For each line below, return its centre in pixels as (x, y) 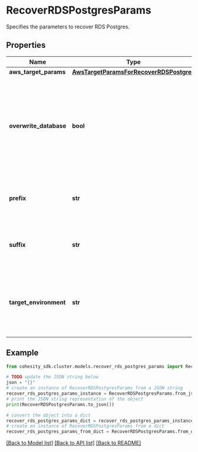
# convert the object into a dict (49, 415)
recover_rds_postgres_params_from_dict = (58, 432)
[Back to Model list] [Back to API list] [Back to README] (74, 443)
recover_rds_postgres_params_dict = (51, 421)
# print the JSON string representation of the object (75, 399)
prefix (18, 198)
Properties (26, 45)
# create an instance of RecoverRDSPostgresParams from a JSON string (95, 388)
